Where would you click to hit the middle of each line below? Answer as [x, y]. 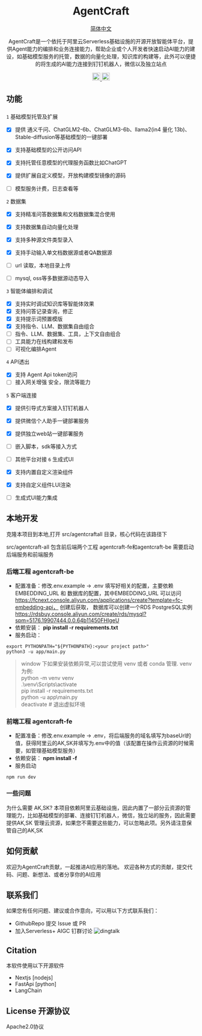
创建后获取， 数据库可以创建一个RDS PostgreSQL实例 [126, 607]
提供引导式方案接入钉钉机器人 [52, 408]
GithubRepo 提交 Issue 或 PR [50, 923]
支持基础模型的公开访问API [48, 150]
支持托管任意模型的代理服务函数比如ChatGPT [71, 163]
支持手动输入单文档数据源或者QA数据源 [63, 252]
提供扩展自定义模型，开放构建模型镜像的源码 [70, 175]
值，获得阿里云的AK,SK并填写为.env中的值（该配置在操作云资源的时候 [102, 743]
